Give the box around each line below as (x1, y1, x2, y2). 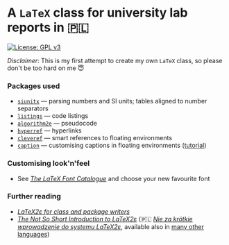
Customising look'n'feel (7, 158, 90, 168)
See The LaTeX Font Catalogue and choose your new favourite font (17, 174, 210, 183)
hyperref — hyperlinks (17, 126, 82, 135)
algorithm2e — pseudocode (17, 119, 97, 128)
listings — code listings (17, 112, 89, 120)
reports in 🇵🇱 (7, 19, 89, 35)
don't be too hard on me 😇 (7, 64, 85, 72)
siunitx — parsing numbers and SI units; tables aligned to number (17, 97, 207, 105)
